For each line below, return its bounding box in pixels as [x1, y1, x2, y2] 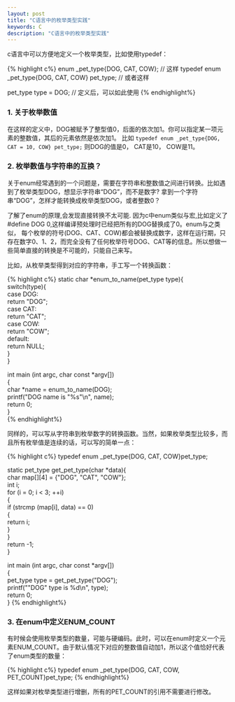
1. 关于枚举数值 [7, 108, 58, 118]
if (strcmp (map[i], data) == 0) [7, 503, 94, 511]
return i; [7, 517, 30, 526]
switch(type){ [7, 282, 47, 290]
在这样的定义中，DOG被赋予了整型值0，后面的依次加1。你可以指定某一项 [7, 125, 218, 133]
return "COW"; [7, 327, 50, 335]
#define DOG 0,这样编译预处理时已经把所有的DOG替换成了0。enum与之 [7, 220, 215, 228]
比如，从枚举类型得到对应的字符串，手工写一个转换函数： [7, 260, 173, 269]
